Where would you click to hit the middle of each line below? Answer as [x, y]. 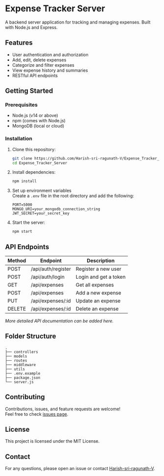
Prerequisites [21, 105]
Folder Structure [31, 336]
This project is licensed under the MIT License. [52, 441]
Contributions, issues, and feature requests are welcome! [63, 409]
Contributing [25, 397]
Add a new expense [98, 293]
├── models [16, 356]
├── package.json [23, 378]
